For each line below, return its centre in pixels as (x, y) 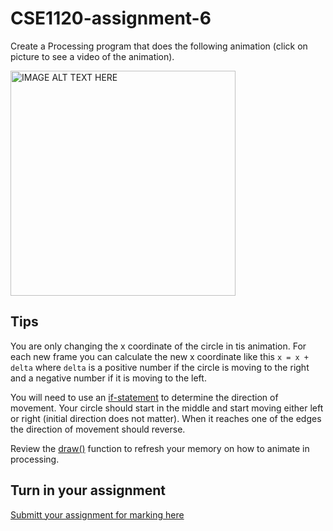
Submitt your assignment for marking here (97, 514)
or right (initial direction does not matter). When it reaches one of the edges (166, 418)
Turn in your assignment (88, 490)
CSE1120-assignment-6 (111, 18)
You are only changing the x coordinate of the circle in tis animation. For (158, 346)
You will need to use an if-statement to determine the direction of (144, 397)
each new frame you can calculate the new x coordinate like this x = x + (160, 356)
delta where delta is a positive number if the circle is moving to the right (160, 367)
